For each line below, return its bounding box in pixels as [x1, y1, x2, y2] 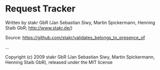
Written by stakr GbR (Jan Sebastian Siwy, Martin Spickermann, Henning [5, 19, 155, 25]
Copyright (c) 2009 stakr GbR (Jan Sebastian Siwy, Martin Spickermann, [5, 53, 155, 60]
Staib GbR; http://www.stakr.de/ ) [5, 24, 73, 30]
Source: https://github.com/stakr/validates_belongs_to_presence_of [5, 34, 145, 40]
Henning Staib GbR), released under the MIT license [5, 59, 113, 65]
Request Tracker [5, 3, 76, 14]
